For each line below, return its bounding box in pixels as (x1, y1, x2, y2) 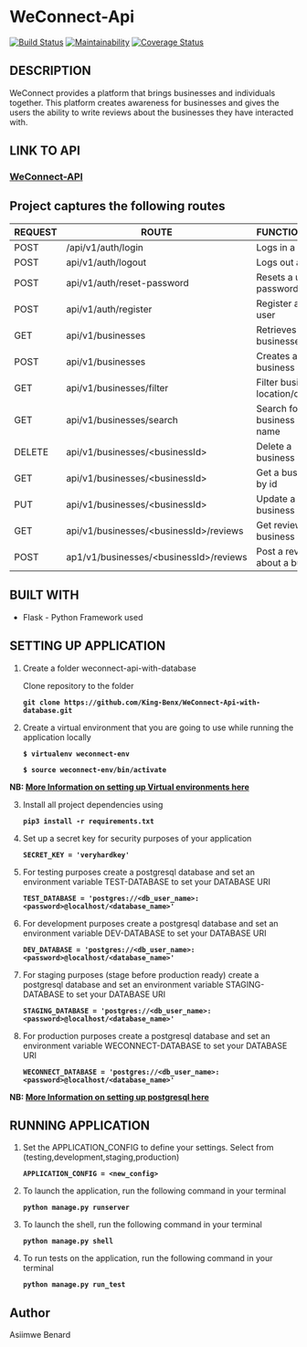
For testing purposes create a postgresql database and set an (22, 866, 256, 877)
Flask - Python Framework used (22, 611, 143, 622)
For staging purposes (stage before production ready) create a (22, 969, 259, 980)
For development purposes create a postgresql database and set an (22, 917, 279, 928)
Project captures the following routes (9, 198, 226, 214)
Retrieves (256, 323, 297, 335)
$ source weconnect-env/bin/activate (22, 765, 167, 774)
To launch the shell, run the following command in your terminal (22, 1219, 262, 1230)
